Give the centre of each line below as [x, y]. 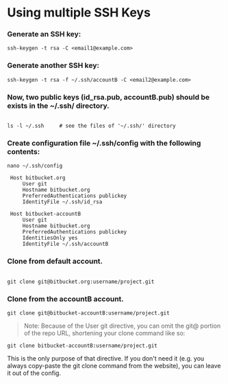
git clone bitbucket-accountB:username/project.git [82, 346]
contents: [24, 151]
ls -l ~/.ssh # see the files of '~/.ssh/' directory [91, 126]
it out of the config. [34, 373]
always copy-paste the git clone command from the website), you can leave [114, 365]
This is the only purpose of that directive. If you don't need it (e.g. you [106, 358]
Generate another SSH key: [53, 65]
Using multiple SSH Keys [79, 13]
